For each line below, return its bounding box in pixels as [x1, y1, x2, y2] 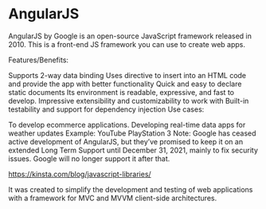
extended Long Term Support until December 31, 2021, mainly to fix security [8, 145, 259, 155]
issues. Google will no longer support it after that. [8, 153, 170, 164]
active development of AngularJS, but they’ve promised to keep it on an [8, 136, 244, 146]
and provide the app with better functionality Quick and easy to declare [8, 79, 242, 89]
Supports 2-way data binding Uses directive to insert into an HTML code [8, 70, 247, 80]
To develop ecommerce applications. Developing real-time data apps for [8, 120, 246, 129]
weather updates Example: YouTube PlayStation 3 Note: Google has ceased [8, 128, 256, 138]
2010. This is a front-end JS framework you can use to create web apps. [8, 39, 245, 49]
